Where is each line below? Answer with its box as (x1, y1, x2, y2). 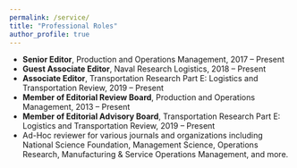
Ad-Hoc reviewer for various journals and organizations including (21, 130, 263, 141)
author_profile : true (9, 29, 90, 38)
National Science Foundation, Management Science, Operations (21, 139, 259, 150)
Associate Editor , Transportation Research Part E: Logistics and (21, 73, 259, 84)
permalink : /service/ (9, 13, 90, 22)
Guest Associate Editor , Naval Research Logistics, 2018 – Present (21, 63, 267, 74)
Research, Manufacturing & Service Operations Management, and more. (21, 149, 289, 160)
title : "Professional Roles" (9, 21, 118, 30)
